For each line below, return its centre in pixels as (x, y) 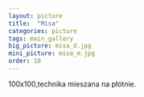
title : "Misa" (34, 23)
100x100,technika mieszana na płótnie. (72, 84)
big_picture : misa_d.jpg (50, 46)
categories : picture (43, 31)
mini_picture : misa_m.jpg (51, 53)
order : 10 (25, 61)
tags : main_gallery (41, 38)
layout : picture (35, 16)
